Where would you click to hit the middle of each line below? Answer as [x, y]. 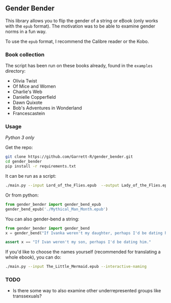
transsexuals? [27, 296]
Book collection [25, 54]
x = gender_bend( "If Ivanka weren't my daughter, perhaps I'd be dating [84, 233]
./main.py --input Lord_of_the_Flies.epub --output [62, 185]
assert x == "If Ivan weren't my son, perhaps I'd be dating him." [78, 242]
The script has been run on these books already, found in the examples [79, 66]
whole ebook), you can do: [33, 257]
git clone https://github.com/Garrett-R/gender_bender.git [69, 157]
